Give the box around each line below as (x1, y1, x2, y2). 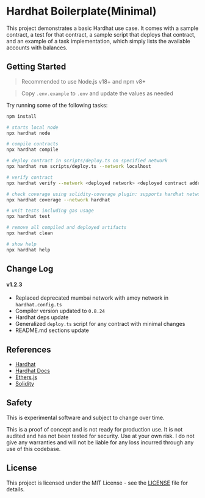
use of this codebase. (6, 445, 61, 452)
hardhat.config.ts (15, 302, 62, 308)
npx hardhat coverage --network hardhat (6, 197, 111, 203)
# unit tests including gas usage (6, 208, 95, 214)
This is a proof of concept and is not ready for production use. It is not (6, 425, 183, 433)
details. (6, 485, 25, 493)
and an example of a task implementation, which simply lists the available (6, 37, 191, 45)
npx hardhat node (6, 130, 51, 136)
